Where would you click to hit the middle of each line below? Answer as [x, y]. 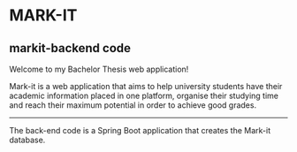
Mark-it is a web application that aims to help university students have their [146, 86]
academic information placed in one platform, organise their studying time [144, 95]
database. [27, 140]
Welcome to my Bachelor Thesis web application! [99, 69]
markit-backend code [70, 48]
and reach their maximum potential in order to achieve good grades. [133, 105]
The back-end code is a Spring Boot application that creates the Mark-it [140, 130]
